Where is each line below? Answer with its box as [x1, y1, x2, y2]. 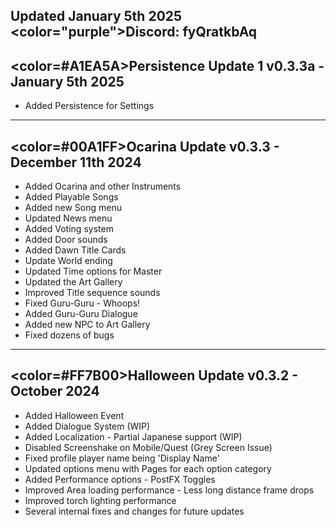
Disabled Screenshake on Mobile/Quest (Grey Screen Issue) [24, 441, 273, 453]
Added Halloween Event [24, 409, 125, 421]
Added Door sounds [24, 234, 108, 246]
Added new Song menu [24, 202, 122, 214]
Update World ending [24, 255, 113, 267]
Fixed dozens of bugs [24, 329, 115, 341]
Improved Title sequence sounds [24, 287, 161, 299]
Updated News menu [24, 212, 113, 224]
